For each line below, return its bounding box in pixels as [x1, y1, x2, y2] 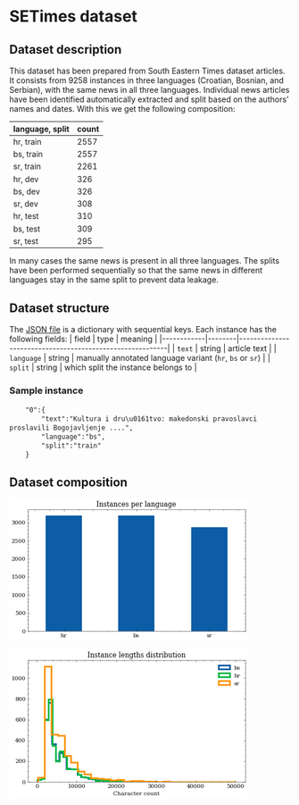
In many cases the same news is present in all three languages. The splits [9, 256, 279, 266]
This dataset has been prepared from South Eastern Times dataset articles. [9, 65, 286, 76]
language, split [12, 123, 70, 134]
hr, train [12, 136, 42, 147]
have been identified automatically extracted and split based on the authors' [9, 94, 290, 105]
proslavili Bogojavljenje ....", [9, 423, 134, 432]
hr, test [12, 211, 39, 222]
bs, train [12, 149, 43, 159]
